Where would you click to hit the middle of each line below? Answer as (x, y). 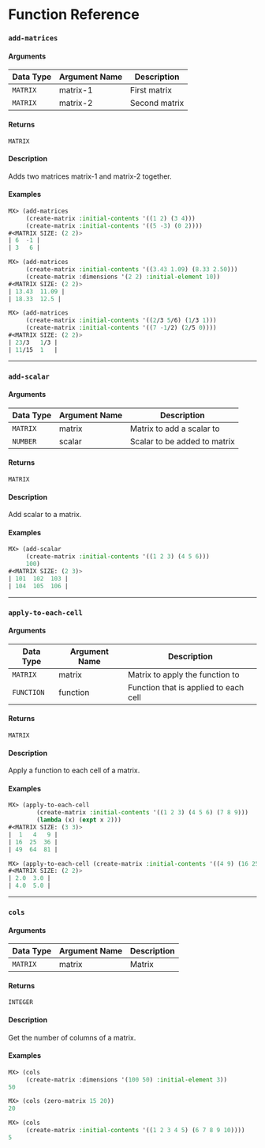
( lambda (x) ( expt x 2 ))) (79, 820)
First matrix (151, 90)
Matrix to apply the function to (183, 674)
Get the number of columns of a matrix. (72, 1037)
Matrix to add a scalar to (175, 429)
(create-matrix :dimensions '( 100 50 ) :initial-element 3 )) (126, 1080)
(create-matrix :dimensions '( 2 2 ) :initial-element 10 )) (123, 277)
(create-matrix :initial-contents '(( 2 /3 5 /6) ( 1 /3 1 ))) (121, 321)
